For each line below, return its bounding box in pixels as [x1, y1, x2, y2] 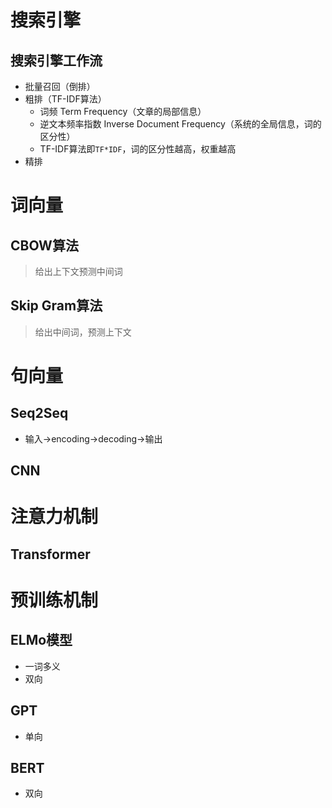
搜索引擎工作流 [10, 52, 103, 69]
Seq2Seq [10, 405, 69, 422]
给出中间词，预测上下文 [34, 326, 132, 338]
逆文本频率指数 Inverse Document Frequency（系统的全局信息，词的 [39, 118, 322, 130]
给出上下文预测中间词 [34, 266, 123, 277]
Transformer [10, 546, 91, 563]
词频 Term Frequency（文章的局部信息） [39, 106, 207, 117]
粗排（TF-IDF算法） [24, 93, 107, 105]
